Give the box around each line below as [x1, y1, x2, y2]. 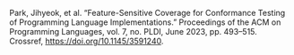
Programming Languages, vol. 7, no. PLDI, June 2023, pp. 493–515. [9, 27, 257, 36]
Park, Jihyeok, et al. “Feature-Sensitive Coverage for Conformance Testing [9, 8, 286, 18]
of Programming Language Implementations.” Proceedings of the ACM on [9, 17, 281, 27]
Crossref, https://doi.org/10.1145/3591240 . [9, 35, 164, 46]
